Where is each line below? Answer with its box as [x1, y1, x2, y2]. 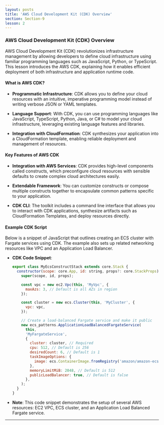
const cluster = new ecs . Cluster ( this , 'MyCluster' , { [21, 300, 135, 305]
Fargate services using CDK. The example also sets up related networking [5, 240, 154, 246]
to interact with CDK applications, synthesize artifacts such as [12, 208, 137, 213]
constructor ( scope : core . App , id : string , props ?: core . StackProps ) [17, 269, 159, 274]
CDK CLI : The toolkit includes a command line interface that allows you [12, 202, 155, 208]
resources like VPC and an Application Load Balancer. [5, 245, 113, 252]
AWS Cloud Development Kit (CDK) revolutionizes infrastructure [5, 48, 134, 54]
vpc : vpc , [25, 305, 45, 310]
